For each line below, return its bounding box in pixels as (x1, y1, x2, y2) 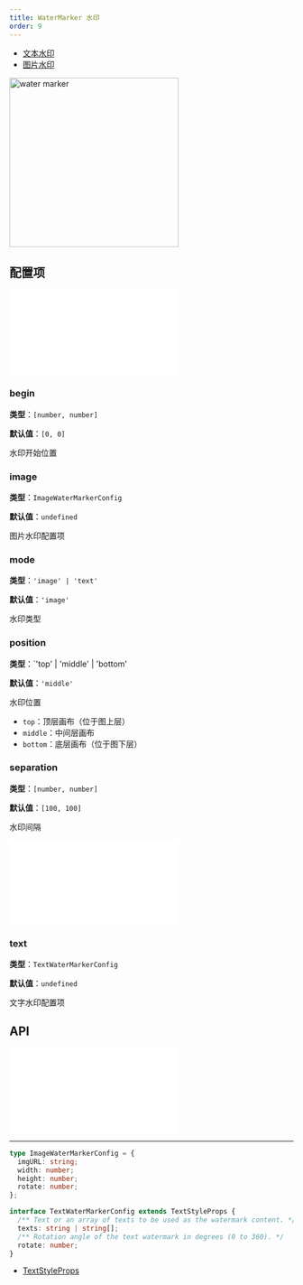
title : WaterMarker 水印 (9, 13, 100, 23)
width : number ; (17, 1166, 75, 1175)
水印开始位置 (9, 447, 57, 458)
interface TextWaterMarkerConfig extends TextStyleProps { (9, 1207, 236, 1216)
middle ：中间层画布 (22, 727, 95, 738)
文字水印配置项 (9, 997, 65, 1008)
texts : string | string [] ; (17, 1224, 119, 1233)
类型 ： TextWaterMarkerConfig (9, 959, 119, 970)
